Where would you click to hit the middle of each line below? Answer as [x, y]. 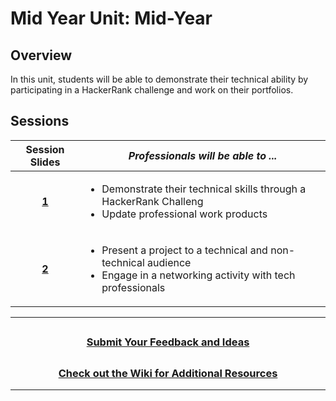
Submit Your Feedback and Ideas [168, 342]
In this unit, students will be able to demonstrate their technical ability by [159, 79]
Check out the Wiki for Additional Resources [168, 373]
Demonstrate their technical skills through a [204, 189]
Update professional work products [184, 214]
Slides [45, 162]
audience [169, 262]
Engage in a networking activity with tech [198, 275]
